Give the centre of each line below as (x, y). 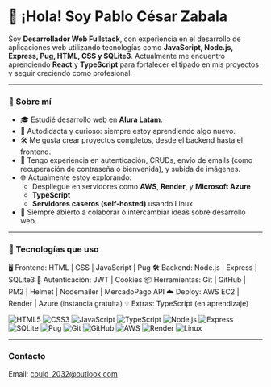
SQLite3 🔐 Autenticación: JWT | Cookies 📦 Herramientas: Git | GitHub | (127, 279)
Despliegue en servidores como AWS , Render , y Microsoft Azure (142, 187)
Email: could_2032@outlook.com (63, 373)
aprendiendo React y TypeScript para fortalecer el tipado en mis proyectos (134, 64)
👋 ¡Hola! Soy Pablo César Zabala (118, 17)
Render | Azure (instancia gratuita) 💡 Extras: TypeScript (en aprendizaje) (129, 303)
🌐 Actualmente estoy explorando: (76, 177)
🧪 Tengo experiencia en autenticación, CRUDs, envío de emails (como (136, 160)
